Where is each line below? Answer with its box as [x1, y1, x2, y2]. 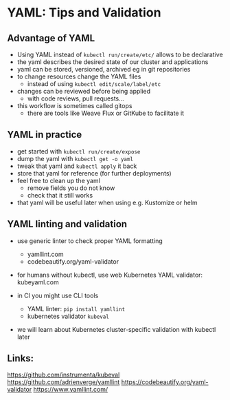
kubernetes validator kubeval [27, 312, 110, 320]
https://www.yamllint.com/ [33, 386, 108, 394]
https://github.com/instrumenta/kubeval [7, 370, 120, 379]
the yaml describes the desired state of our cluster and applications [16, 58, 209, 66]
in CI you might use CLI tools [16, 291, 99, 299]
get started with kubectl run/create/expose [16, 147, 141, 156]
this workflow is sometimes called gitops [16, 102, 133, 109]
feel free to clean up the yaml [16, 176, 101, 185]
